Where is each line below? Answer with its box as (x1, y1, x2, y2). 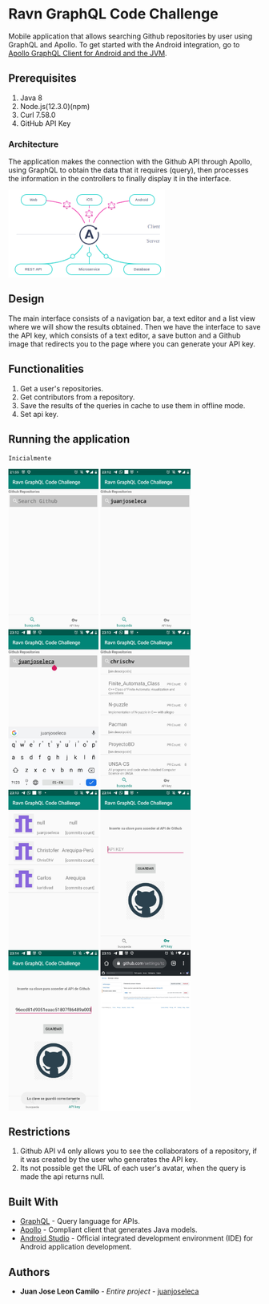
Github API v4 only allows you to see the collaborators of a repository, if (19, 1146, 258, 1156)
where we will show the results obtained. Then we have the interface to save (8, 322, 261, 331)
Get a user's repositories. (19, 383, 104, 393)
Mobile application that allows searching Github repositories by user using (8, 31, 253, 41)
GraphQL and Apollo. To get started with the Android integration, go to (8, 39, 240, 49)
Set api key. (19, 409, 58, 419)
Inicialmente (8, 455, 52, 463)
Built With (8, 1195, 58, 1209)
